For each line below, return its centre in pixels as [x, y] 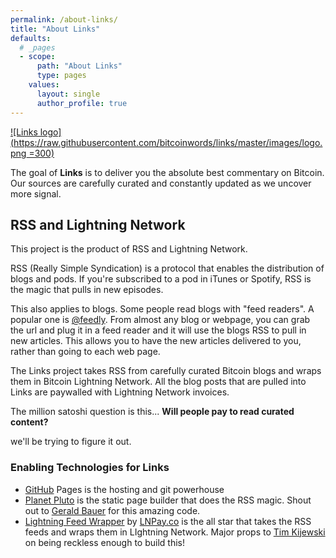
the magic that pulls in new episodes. [87, 290]
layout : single [68, 94]
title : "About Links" [55, 29]
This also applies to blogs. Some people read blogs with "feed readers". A [162, 309]
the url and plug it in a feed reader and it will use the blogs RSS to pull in [158, 330]
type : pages [61, 76]
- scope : [37, 57]
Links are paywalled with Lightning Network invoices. [120, 392]
